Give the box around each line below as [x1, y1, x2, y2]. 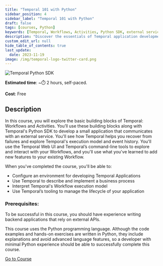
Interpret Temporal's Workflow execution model [12, 183, 108, 189]
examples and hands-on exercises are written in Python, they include [5, 231, 144, 237]
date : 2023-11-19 [9, 52, 45, 57]
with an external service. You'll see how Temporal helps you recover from [5, 133, 152, 139]
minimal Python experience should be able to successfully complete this [5, 241, 150, 248]
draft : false [5, 20, 32, 26]
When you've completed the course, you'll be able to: [5, 164, 112, 169]
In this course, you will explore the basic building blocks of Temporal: [5, 118, 144, 124]
